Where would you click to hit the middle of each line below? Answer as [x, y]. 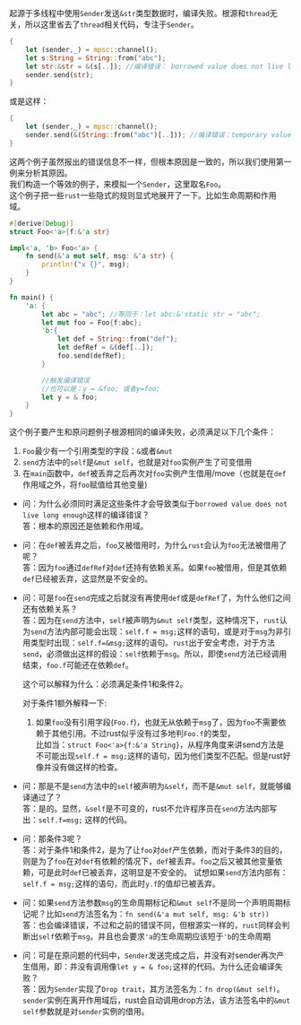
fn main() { [31, 297]
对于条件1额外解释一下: [64, 703]
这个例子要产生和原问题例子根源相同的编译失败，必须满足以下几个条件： [142, 432]
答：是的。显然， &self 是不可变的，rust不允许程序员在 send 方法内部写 [150, 809]
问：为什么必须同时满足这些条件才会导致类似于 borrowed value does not [155, 504]
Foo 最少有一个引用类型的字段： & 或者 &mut [97, 451]
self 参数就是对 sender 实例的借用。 [86, 1012]
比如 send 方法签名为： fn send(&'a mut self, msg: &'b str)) [158, 914]
